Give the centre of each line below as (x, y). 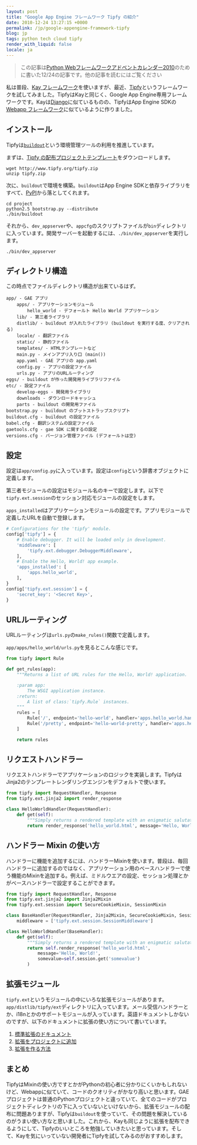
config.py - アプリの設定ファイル (54, 367)
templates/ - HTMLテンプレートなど (57, 348)
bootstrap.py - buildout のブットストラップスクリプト (68, 411)
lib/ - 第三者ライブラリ (43, 317)
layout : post (22, 11)
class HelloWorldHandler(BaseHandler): (55, 932)
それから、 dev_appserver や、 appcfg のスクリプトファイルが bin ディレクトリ (96, 226)
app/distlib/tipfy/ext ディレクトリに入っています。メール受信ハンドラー (95, 1007)
